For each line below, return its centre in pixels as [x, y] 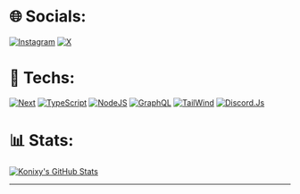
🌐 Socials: [48, 17]
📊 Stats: [42, 141]
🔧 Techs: [42, 78]
